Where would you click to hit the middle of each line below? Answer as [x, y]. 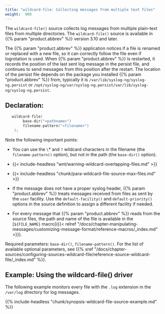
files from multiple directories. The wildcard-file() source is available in [79, 33]
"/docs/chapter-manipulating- [108, 224]
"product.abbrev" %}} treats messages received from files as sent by [82, 193]
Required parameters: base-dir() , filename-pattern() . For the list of [74, 244]
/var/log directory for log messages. [43, 292]
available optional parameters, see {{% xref [49, 249]
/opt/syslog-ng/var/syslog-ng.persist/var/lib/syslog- [91, 85]
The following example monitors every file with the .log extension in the [78, 287]
